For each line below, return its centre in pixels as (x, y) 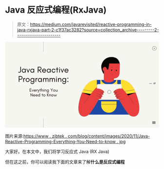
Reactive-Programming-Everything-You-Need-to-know (61, 142)
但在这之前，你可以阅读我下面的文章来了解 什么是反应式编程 (65, 162)
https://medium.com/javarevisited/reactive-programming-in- (91, 24)
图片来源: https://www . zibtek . (36, 136)
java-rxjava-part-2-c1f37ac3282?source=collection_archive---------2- (88, 30)
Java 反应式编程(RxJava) (56, 10)
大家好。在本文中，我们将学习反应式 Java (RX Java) (57, 152)
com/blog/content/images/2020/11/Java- (109, 136)
